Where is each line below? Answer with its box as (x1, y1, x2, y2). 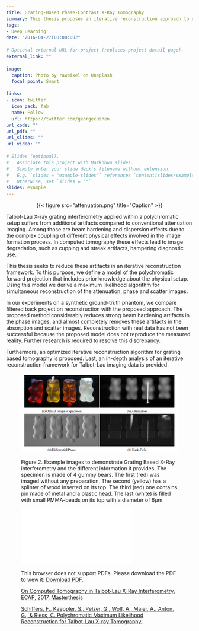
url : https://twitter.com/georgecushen (11, 116, 110, 122)
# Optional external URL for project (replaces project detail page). (6, 47, 184, 53)
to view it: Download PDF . (21, 576, 84, 584)
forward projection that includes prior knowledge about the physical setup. (6, 275, 188, 282)
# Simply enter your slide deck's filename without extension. (6, 166, 171, 172)
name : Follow (11, 110, 44, 116)
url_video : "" (6, 141, 41, 147)
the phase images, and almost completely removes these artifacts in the (6, 318, 182, 326)
